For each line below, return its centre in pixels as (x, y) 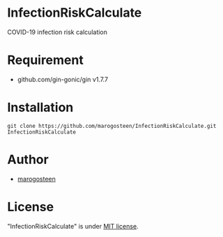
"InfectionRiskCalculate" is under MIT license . (73, 226)
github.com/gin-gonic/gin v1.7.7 (63, 79)
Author (28, 160)
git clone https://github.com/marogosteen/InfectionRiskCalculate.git (112, 126)
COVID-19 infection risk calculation (57, 32)
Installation (40, 107)
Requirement (45, 60)
